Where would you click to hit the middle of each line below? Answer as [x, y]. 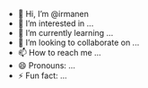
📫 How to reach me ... [59, 53]
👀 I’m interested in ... [56, 23]
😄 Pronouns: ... [47, 66]
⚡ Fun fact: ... [42, 75]
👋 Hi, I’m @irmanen [53, 14]
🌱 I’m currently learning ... [65, 33]
